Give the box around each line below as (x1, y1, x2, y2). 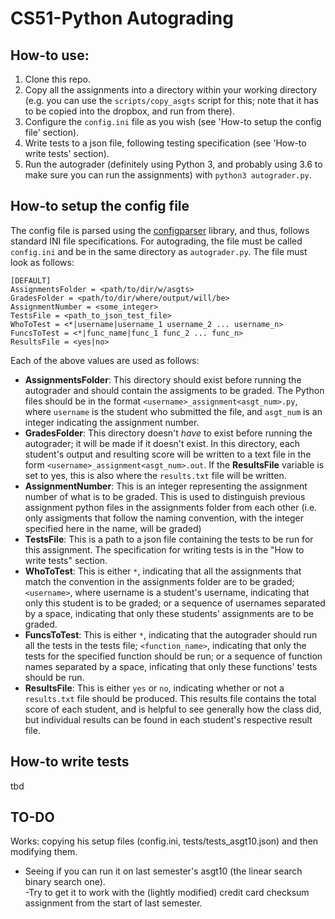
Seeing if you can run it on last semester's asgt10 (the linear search (24, 865, 303, 877)
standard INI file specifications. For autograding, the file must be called (10, 235, 303, 247)
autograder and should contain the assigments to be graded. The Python (24, 384, 325, 396)
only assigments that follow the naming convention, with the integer (24, 512, 305, 524)
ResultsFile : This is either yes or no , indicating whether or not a (24, 682, 285, 694)
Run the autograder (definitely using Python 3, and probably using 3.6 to (24, 158, 323, 170)
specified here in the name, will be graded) (24, 522, 202, 534)
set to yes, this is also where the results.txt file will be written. (24, 469, 287, 481)
